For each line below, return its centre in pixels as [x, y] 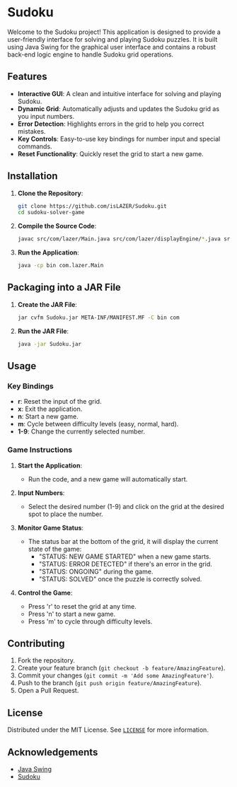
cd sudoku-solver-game [51, 213]
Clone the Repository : [50, 193]
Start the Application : [50, 465]
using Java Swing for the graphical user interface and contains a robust [111, 47]
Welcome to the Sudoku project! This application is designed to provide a [114, 32]
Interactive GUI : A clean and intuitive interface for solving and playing [119, 93]
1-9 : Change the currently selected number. [81, 431]
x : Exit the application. [50, 409]
